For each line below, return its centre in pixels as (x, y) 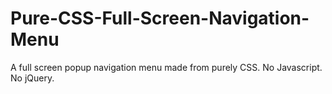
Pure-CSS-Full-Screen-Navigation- (160, 18)
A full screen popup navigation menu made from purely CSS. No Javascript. (166, 67)
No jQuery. (32, 78)
